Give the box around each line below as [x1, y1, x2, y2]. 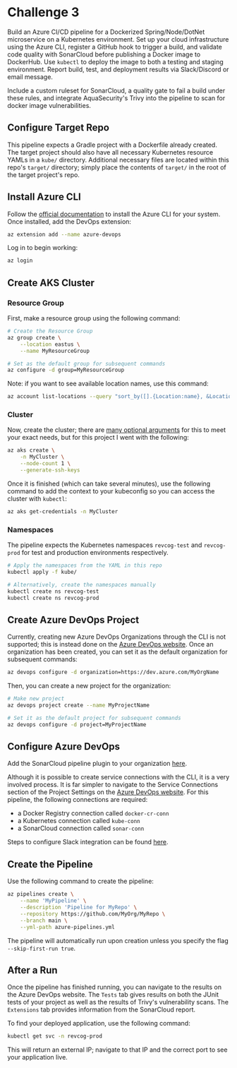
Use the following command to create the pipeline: [7, 877, 154, 886]
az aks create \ [7, 447, 55, 454]
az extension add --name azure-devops [7, 231, 121, 238]
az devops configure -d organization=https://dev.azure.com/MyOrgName [7, 668, 219, 676]
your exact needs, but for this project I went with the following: [7, 433, 189, 442]
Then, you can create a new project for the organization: [7, 682, 171, 690]
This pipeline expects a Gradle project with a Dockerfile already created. [7, 140, 217, 149]
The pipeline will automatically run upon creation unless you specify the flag [7, 936, 229, 944]
